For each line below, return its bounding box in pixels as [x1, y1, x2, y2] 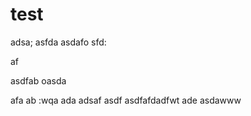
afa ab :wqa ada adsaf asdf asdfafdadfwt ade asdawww [10, 94, 242, 106]
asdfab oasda [10, 74, 67, 87]
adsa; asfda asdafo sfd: [10, 36, 107, 48]
